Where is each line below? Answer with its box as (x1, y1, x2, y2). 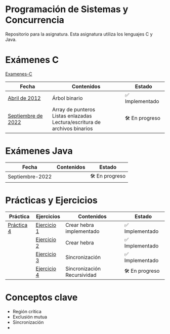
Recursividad (65, 271, 97, 278)
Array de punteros (52, 106, 95, 113)
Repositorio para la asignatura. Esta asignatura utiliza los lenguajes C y (5, 31, 153, 37)
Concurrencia (5, 14, 64, 26)
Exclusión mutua (12, 314, 47, 320)
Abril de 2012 (8, 95, 41, 102)
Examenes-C (5, 71, 32, 77)
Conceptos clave (5, 291, 78, 303)
